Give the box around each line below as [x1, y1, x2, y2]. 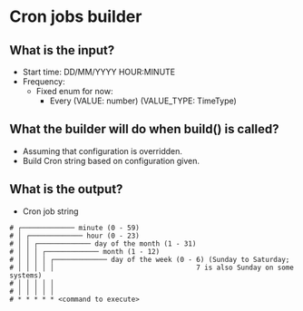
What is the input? [9, 43, 115, 58]
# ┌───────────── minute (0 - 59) [9, 223, 141, 232]
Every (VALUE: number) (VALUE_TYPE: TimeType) [49, 95, 238, 106]
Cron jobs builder [9, 6, 142, 27]
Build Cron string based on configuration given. [22, 155, 200, 166]
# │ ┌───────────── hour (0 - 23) [9, 231, 141, 240]
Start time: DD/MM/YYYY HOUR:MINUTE [22, 66, 176, 77]
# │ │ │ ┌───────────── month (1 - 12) [9, 247, 161, 256]
